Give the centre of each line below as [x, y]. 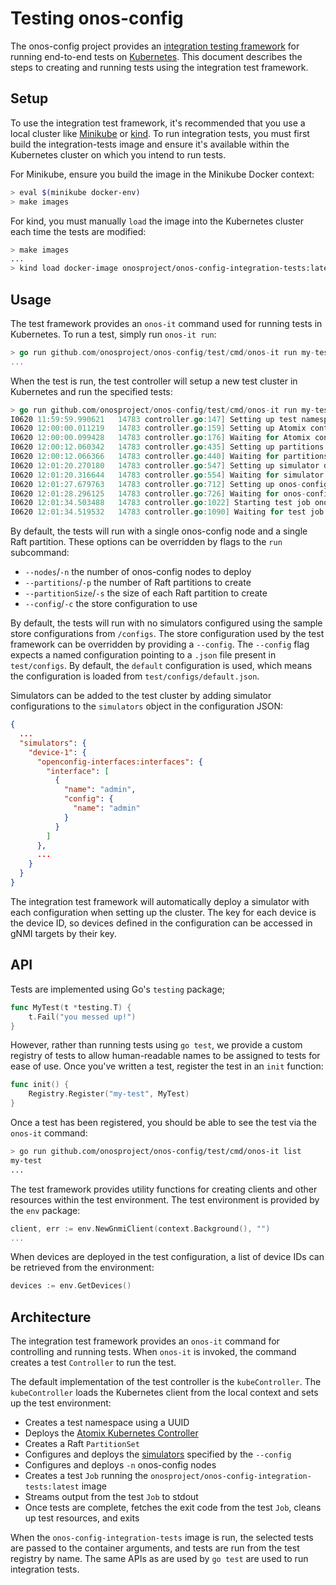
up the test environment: [61, 1403]
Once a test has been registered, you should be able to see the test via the [163, 1122]
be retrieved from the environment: [82, 1268]
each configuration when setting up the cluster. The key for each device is [163, 912]
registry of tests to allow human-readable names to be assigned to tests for [165, 1056]
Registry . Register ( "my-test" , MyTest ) [109, 1094]
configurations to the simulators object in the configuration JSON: [147, 706]
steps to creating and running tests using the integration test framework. [159, 67]
